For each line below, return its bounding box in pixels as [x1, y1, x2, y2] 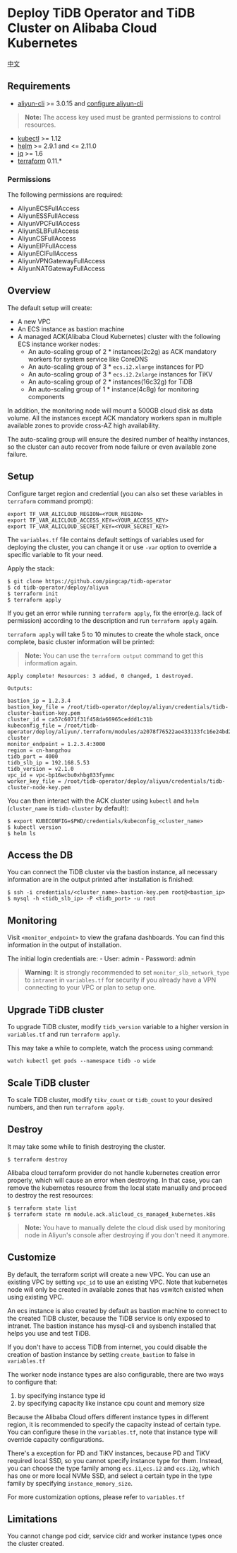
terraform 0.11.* [17, 156, 62, 165]
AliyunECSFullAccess [17, 204, 80, 213]
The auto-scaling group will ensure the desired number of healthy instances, [7, 435, 230, 443]
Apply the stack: [7, 564, 55, 573]
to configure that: [7, 1377, 58, 1386]
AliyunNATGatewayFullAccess [17, 264, 106, 273]
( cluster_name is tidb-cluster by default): [7, 803, 129, 812]
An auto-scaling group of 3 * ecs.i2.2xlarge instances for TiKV [28, 369, 213, 378]
